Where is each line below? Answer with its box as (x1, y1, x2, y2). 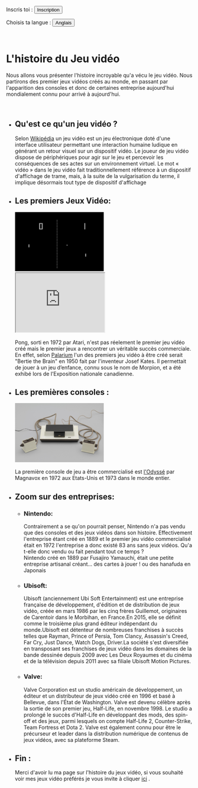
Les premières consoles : (14, 387, 109, 397)
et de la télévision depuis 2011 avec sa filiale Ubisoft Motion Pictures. (23, 658, 191, 665)
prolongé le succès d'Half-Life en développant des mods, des (23, 711, 174, 718)
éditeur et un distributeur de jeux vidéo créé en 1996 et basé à (23, 692, 176, 699)
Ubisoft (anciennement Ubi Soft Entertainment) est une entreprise (23, 595, 184, 602)
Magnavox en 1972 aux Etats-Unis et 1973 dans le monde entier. (14, 475, 171, 482)
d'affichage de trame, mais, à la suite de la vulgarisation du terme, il (14, 172, 180, 180)
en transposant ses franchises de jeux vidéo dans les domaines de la (23, 645, 192, 653)
